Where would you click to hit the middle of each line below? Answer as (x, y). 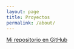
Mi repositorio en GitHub (37, 40)
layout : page (23, 12)
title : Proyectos (28, 17)
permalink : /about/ (31, 23)
